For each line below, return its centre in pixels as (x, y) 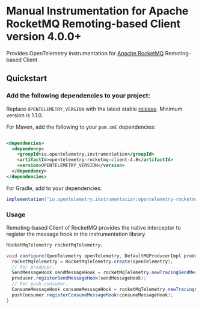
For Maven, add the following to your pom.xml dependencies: (81, 127)
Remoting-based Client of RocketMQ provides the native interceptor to (94, 227)
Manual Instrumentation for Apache (97, 11)
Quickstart (27, 78)
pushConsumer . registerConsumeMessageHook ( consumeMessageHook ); (92, 295)
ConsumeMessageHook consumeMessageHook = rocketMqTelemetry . (90, 290)
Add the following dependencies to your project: (78, 96)
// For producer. (33, 267)
